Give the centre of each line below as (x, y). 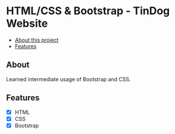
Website (27, 23)
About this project (36, 40)
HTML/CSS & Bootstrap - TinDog (88, 11)
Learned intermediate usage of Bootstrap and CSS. (69, 79)
